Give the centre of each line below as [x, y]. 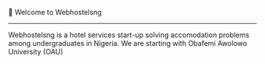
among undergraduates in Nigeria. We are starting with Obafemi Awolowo [128, 43]
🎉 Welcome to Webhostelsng [55, 12]
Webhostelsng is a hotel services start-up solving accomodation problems [129, 35]
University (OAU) [35, 52]
